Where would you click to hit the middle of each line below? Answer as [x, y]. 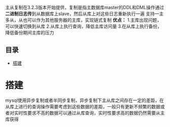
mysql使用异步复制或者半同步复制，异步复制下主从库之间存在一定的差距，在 [85, 100]
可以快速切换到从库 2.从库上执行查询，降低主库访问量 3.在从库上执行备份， [83, 26]
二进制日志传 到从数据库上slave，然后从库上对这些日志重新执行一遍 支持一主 [84, 14]
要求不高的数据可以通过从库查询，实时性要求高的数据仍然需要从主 [96, 113]
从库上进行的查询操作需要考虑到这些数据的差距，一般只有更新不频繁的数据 [83, 106]
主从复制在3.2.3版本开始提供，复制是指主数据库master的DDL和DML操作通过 [85, 7]
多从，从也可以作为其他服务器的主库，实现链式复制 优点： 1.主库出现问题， [83, 20]
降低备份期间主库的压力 [30, 33]
